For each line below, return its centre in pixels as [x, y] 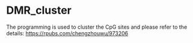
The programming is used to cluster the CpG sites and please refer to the [97, 27]
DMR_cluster [39, 10]
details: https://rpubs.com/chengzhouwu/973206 [67, 33]
